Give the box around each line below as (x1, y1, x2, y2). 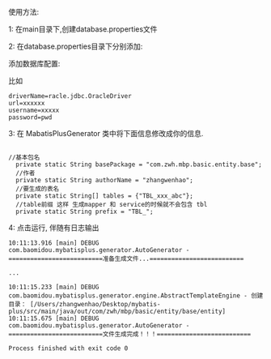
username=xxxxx (8, 106, 60, 114)
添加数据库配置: (8, 59, 61, 68)
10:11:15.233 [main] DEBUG (8, 283, 100, 291)
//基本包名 (8, 153, 40, 161)
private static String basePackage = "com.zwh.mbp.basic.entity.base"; (15, 160, 263, 169)
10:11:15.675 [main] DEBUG (8, 314, 100, 323)
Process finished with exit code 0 (8, 344, 129, 353)
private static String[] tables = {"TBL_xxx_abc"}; (15, 192, 194, 200)
